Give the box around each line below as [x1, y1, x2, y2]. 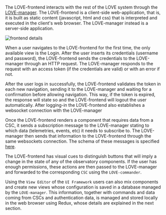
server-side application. [5, 25, 54, 31]
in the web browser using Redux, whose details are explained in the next [5, 200, 154, 206]
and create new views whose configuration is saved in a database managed [5, 184, 161, 190]
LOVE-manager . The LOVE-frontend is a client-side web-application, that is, [5, 9, 161, 15]
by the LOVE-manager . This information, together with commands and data [5, 190, 156, 195]
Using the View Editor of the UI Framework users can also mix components [5, 179, 159, 185]
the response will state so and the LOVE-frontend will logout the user [5, 97, 147, 103]
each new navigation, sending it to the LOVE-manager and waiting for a [5, 86, 152, 92]
